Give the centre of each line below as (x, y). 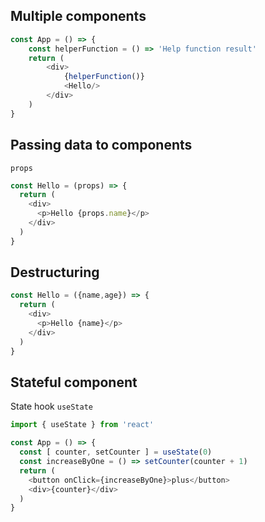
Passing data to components (101, 145)
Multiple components (78, 16)
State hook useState (52, 406)
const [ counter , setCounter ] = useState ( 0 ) (116, 452)
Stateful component (74, 382)
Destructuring (55, 272)
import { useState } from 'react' (82, 425)
